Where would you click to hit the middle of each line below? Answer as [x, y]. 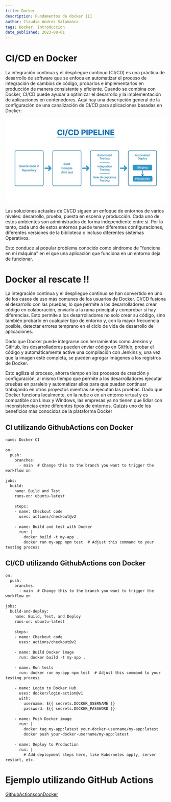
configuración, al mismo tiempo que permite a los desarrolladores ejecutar [84, 378]
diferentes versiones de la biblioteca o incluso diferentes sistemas [75, 233]
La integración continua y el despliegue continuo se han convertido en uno [84, 293]
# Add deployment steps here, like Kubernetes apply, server [90, 755]
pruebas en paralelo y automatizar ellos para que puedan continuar [76, 384]
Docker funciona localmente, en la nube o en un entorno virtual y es [77, 395]
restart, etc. [20, 760]
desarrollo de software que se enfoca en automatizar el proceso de [76, 78]
